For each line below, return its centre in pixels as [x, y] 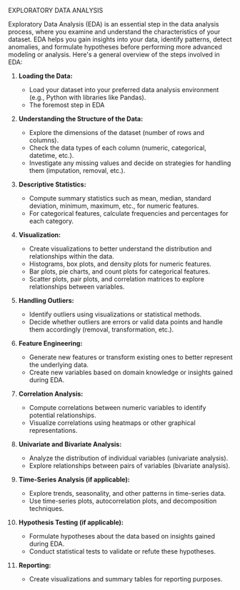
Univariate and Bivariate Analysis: [70, 444]
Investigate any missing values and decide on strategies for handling [130, 163]
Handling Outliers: [46, 300]
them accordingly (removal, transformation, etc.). [101, 329]
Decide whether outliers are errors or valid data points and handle [126, 322]
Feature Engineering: [50, 343]
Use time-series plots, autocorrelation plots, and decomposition [123, 501]
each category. [51, 221]
